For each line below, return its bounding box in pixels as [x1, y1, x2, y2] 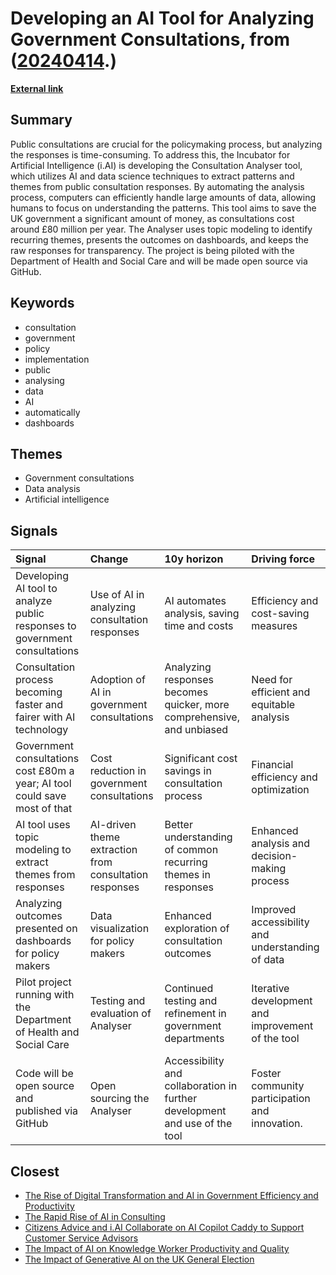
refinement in [164, 1007, 227, 1021]
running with [15, 988, 75, 1002]
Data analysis [24, 483, 81, 495]
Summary [10, 112, 73, 129]
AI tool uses [15, 818, 71, 832]
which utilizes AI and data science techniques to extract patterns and [10, 170, 295, 182]
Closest [10, 1163, 60, 1180]
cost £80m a [15, 764, 75, 778]
